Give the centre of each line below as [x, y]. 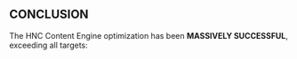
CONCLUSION [49, 15]
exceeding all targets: [48, 45]
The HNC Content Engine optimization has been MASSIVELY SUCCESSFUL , [149, 35]
